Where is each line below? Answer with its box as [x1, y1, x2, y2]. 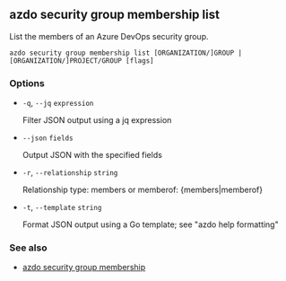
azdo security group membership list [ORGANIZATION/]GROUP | [9, 48, 243, 57]
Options [9, 76, 45, 89]
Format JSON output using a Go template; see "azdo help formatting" [22, 219, 280, 230]
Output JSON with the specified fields [22, 150, 163, 161]
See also [9, 241, 48, 254]
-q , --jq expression [22, 98, 94, 109]
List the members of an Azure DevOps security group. [9, 31, 209, 41]
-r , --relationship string [22, 167, 118, 178]
